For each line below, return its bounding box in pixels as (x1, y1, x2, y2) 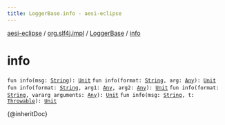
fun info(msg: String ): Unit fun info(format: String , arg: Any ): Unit (7, 77, 216, 84)
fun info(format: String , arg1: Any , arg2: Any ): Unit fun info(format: (7, 84, 219, 91)
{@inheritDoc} (7, 109, 48, 117)
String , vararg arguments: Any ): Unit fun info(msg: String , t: (7, 91, 195, 98)
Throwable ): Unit (7, 98, 57, 104)
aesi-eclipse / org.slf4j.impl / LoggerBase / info (7, 29, 141, 37)
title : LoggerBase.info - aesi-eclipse (7, 10, 122, 17)
